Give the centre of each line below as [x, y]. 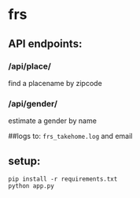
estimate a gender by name [52, 121]
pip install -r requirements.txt [63, 179]
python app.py [31, 186]
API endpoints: [45, 44]
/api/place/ [29, 66]
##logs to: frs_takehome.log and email [70, 136]
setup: [24, 161]
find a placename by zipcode [55, 83]
